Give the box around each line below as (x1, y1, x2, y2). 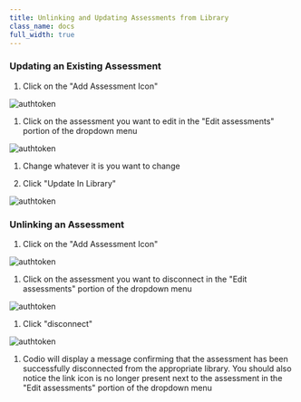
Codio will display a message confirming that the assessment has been (22, 353, 288, 364)
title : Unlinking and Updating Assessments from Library (9, 13, 229, 23)
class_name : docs (9, 22, 75, 31)
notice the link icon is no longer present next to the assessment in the (22, 372, 283, 383)
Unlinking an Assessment (9, 218, 125, 231)
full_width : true (9, 30, 75, 39)
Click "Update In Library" (22, 177, 116, 188)
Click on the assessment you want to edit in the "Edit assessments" (22, 115, 275, 127)
